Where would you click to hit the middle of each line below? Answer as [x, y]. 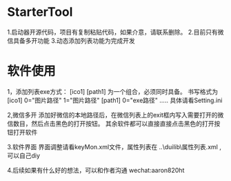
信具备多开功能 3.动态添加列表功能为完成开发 [71, 40]
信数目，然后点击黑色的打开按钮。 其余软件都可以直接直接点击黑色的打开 [111, 123]
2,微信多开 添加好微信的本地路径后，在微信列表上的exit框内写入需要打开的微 [115, 115]
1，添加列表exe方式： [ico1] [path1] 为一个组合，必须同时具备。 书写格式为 [113, 91]
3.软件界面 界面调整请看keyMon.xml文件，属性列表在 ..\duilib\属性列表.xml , [114, 146]
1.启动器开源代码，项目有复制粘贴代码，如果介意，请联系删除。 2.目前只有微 [115, 32]
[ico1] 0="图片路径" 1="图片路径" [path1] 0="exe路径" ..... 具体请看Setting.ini [115, 100]
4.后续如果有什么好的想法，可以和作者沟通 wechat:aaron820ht [96, 170]
